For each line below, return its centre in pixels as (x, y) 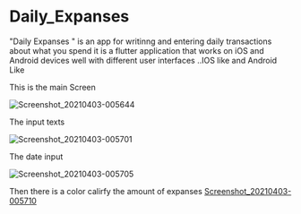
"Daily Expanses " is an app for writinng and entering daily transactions (141, 41)
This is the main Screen (53, 87)
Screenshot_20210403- (248, 191)
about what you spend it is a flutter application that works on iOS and (137, 50)
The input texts (37, 122)
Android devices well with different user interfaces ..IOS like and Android (143, 60)
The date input (36, 156)
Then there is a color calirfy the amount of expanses (106, 191)
